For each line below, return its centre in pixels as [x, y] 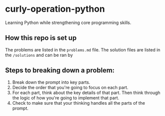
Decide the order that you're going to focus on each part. [70, 87]
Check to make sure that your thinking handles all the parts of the [79, 103]
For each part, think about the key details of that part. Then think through [86, 93]
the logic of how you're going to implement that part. [66, 98]
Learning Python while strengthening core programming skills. [68, 23]
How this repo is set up [41, 38]
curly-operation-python [55, 9]
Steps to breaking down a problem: [60, 70]
